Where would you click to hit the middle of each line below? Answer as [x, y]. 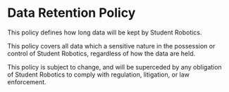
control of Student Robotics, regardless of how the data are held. [101, 53]
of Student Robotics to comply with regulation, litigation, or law [99, 74]
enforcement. [27, 81]
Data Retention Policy [72, 13]
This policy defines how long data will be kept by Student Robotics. [105, 32]
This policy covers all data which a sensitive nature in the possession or [111, 46]
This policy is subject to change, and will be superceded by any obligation [114, 67]
